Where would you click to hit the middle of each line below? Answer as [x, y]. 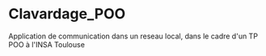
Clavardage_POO [67, 14]
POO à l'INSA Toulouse [46, 44]
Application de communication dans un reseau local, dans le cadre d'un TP [133, 36]
